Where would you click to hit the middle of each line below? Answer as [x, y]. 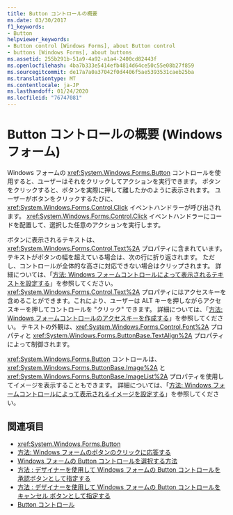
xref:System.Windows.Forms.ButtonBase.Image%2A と [86, 367]
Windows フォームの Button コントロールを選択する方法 [97, 461]
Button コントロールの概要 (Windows [115, 135]
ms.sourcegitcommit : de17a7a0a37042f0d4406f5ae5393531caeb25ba [101, 72]
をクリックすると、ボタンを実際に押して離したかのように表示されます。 [110, 190]
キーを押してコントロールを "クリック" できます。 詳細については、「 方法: [118, 309]
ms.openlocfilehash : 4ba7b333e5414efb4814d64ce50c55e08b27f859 [101, 66]
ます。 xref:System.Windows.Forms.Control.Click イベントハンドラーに [109, 216]
